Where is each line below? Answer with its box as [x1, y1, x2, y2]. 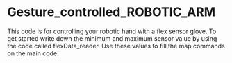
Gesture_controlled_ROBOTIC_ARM [7, 4, 216, 20]
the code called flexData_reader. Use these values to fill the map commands [7, 42, 226, 50]
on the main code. [7, 49, 59, 57]
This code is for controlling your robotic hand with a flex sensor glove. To [7, 27, 217, 35]
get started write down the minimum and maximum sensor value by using [7, 34, 217, 42]
